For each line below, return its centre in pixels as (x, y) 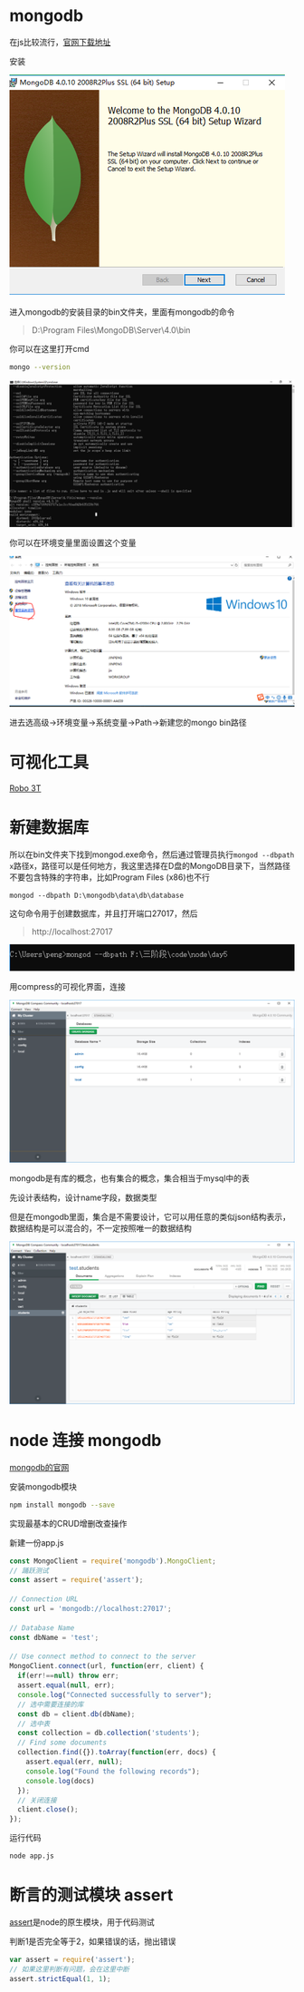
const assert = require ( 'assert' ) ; (76, 1580)
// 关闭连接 (37, 1800)
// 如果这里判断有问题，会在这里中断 (69, 1969)
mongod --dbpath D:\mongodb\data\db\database (96, 895)
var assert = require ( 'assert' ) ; (72, 1960)
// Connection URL (44, 1599)
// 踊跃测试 (29, 1570)
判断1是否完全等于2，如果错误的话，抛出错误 (93, 1941)
